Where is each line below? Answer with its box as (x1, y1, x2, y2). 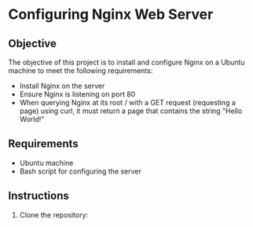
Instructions (8, 189, 69, 203)
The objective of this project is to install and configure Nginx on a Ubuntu (8, 57, 245, 67)
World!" (19, 115, 45, 123)
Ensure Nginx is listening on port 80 (19, 90, 136, 99)
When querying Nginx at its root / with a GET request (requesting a (19, 98, 236, 107)
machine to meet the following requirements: (8, 66, 153, 75)
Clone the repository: (19, 210, 89, 219)
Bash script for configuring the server (19, 167, 141, 176)
